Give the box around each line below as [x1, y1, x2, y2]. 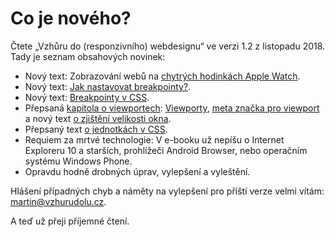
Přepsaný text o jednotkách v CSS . [24, 123, 168, 135]
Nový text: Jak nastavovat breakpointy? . [24, 80, 192, 92]
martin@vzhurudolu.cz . [10, 195, 107, 207]
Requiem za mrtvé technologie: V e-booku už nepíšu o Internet [24, 133, 285, 146]
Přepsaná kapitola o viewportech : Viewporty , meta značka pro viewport [24, 102, 320, 114]
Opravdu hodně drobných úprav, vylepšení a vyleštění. [24, 165, 251, 177]
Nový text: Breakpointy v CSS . [24, 91, 150, 103]
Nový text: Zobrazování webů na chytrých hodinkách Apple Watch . [24, 70, 301, 82]
